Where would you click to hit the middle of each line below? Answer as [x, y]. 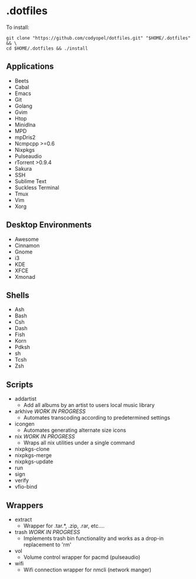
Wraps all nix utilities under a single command [79, 443]
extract [23, 519]
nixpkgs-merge [33, 456]
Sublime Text [31, 181]
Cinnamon [27, 245]
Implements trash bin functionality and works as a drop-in [93, 538]
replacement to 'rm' [47, 544]
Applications [30, 66]
